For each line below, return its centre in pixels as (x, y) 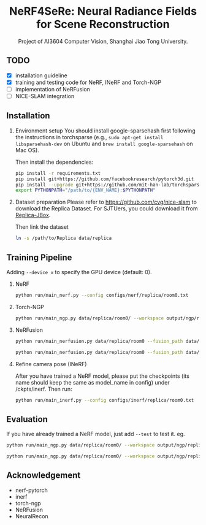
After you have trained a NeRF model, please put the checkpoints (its (102, 376)
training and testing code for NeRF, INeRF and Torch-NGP (88, 82)
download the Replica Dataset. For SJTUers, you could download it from (106, 209)
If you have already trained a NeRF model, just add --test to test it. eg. (96, 434)
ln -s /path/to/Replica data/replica (63, 238)
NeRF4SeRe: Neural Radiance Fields (103, 11)
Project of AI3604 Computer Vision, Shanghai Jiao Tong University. (103, 41)
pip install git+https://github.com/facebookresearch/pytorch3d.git (105, 179)
